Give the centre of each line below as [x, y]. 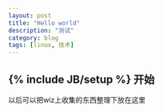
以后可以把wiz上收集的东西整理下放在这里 [77, 99]
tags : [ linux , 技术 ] [41, 45]
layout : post [30, 15]
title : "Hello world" [44, 23]
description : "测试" [41, 30]
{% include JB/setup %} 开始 [81, 79]
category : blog [34, 38]
